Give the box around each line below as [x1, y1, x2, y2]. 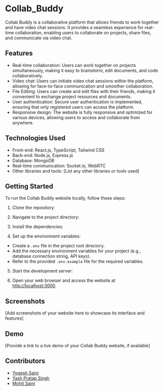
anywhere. [12, 120, 34, 125]
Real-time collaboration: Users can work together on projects [12, 62, 136, 68]
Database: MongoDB [12, 157, 55, 163]
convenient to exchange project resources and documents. [12, 93, 132, 99]
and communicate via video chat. [5, 35, 73, 41]
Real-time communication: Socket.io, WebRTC [12, 163, 106, 169]
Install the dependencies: [12, 224, 64, 230]
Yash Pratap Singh [12, 375, 50, 381]
